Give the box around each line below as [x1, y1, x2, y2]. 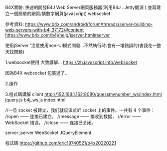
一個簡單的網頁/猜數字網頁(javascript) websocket [9, 10, 111, 16]
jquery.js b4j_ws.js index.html [5, 97, 66, 102]
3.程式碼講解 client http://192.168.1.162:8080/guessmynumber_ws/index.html [5, 91, 162, 97]
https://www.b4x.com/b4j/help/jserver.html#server [5, 32, 110, 38]
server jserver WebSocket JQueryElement [5, 129, 92, 135]
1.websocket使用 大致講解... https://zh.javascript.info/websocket [5, 59, 137, 65]
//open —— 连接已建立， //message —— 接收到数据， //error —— [5, 113, 141, 119]
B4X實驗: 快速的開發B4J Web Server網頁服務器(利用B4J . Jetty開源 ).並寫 [5, 4, 157, 10]
